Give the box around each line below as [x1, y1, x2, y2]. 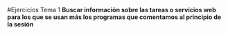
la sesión [7, 20, 34, 28]
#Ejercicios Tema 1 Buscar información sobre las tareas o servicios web [7, 6, 216, 14]
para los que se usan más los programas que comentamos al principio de [7, 13, 222, 21]
